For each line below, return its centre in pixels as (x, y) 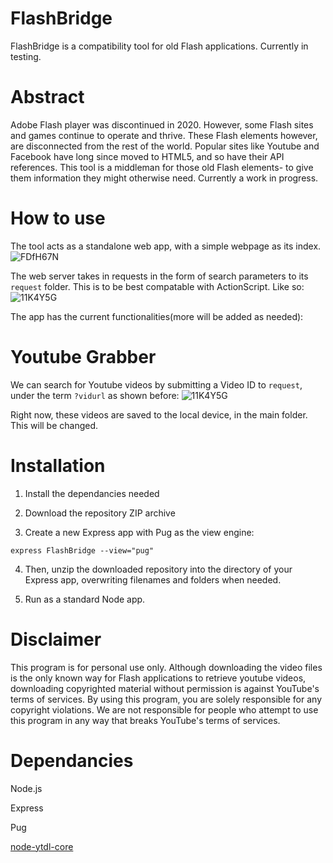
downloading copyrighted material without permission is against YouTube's (165, 688)
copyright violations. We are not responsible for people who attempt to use (164, 709)
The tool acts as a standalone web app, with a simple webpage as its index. (166, 246)
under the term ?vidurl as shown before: (95, 395)
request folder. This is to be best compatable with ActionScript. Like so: (157, 286)
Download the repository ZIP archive (100, 513)
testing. (26, 56)
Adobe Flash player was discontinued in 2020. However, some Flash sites (162, 124)
